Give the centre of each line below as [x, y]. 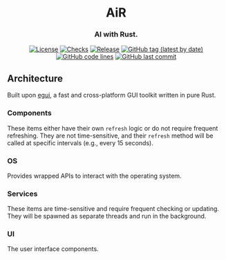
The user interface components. [53, 249]
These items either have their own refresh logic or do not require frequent [113, 128]
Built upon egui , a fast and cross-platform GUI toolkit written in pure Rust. [112, 95]
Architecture [35, 78]
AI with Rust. [116, 35]
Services [22, 194]
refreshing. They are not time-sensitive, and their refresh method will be [110, 136]
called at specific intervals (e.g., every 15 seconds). [80, 142]
